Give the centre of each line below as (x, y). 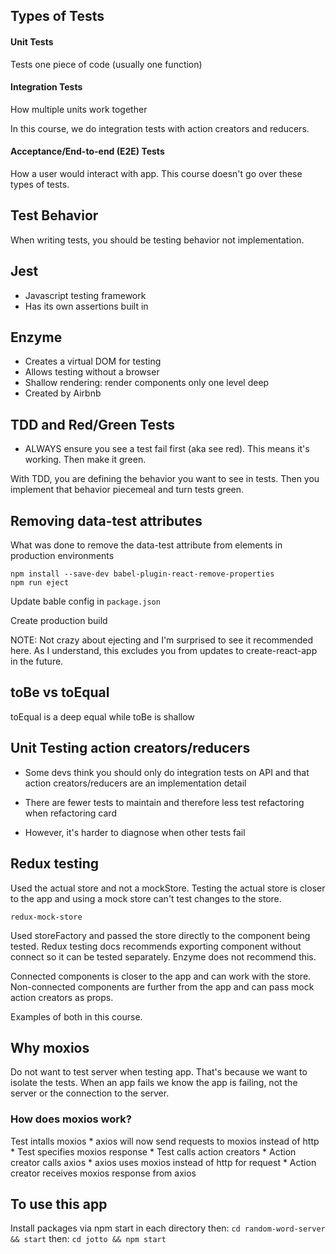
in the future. (37, 661)
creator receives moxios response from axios (103, 1173)
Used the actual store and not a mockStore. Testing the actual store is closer (168, 888)
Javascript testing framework (85, 295)
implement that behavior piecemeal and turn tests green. (127, 490)
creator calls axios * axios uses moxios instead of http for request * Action (163, 1162)
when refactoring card (70, 813)
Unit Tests (32, 41)
